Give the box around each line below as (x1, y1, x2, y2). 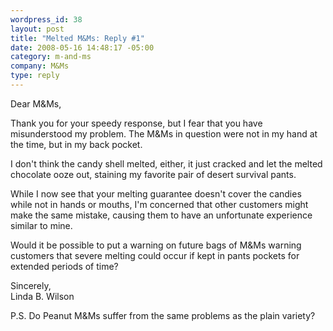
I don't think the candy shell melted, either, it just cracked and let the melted (10, 157, 323, 170)
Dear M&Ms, (10, 97, 62, 110)
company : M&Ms (10, 61, 70, 71)
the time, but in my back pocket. (10, 138, 143, 150)
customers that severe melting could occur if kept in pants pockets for (10, 249, 300, 261)
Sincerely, (10, 279, 52, 291)
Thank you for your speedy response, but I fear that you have (10, 117, 263, 129)
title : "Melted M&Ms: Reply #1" (10, 33, 145, 43)
